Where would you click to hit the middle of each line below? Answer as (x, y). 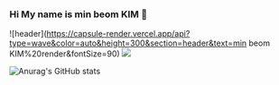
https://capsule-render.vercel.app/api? (118, 34)
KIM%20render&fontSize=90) (65, 54)
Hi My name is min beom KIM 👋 (78, 14)
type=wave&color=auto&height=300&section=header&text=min (128, 43)
